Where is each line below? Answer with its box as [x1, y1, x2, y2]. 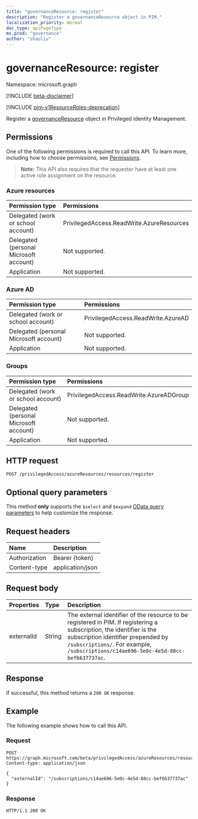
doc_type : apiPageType [6, 25, 62, 31]
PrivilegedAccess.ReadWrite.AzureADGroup [67, 391, 189, 399]
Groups [6, 362, 28, 370]
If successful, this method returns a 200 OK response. [6, 689, 136, 696]
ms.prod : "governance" [6, 31, 62, 37]
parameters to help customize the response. [6, 509, 114, 516]
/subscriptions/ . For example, [67, 640, 152, 648]
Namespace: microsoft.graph [6, 81, 77, 88]
